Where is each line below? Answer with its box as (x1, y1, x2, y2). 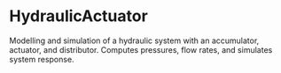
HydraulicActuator (9, 6, 148, 26)
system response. (9, 54, 74, 64)
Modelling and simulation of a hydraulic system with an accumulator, (9, 35, 260, 46)
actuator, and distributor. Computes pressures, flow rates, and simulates (9, 44, 273, 55)
